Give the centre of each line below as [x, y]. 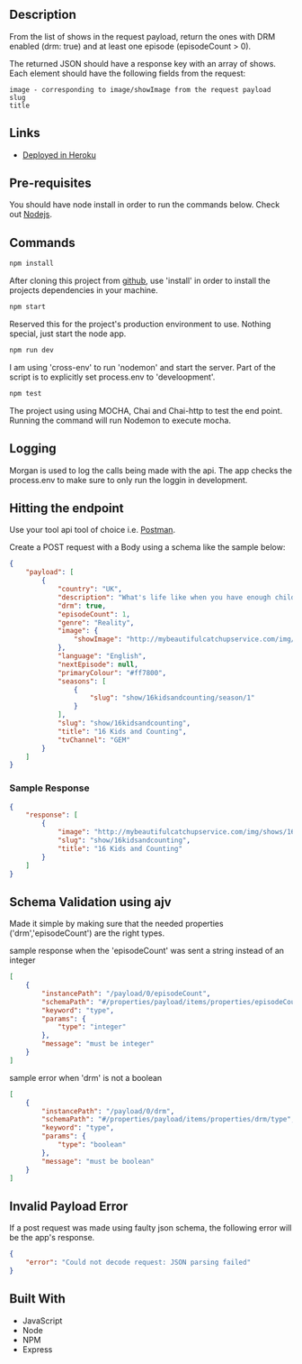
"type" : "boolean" [92, 1145]
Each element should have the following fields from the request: [127, 73]
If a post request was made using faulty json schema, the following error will [151, 1228]
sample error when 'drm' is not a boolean [86, 1077]
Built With [37, 1299]
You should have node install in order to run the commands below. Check [145, 205]
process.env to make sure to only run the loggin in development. [129, 480]
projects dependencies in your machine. [84, 290]
